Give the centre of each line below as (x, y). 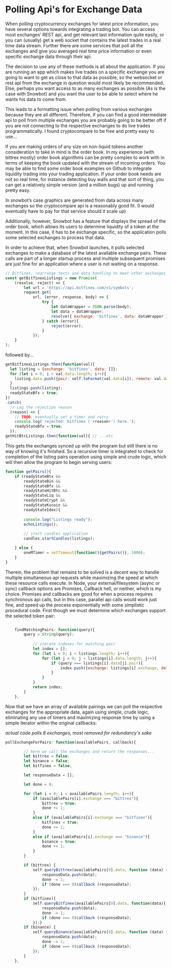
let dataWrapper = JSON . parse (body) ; (91, 307)
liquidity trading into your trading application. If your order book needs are (83, 174)
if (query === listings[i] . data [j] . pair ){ (97, 663)
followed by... (19, 355)
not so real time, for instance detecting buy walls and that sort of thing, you (84, 179)
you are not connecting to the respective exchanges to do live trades (78, 126)
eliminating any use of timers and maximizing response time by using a (80, 717)
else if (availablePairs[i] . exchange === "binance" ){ (91, 837)
